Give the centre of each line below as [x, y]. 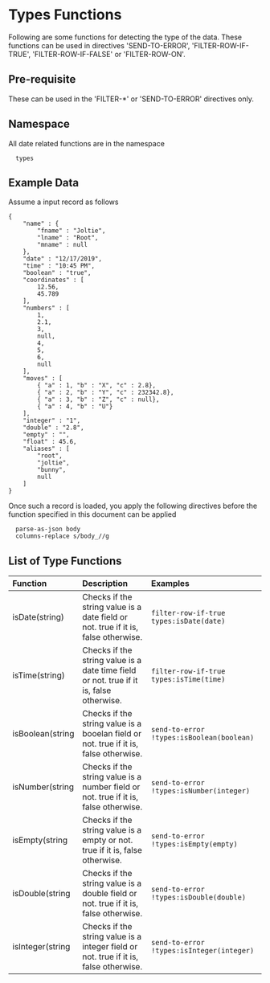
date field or [105, 617]
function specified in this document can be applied [92, 514]
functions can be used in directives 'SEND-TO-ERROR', [99, 45]
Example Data [44, 182]
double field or [110, 894]
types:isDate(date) [188, 621]
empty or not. [108, 840]
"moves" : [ [43, 379]
